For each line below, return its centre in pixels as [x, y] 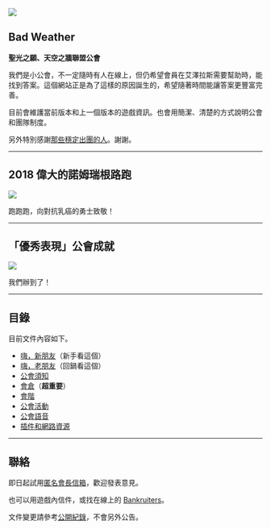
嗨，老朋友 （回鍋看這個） [63, 366]
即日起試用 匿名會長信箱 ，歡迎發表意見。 [75, 483]
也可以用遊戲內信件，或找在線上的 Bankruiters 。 [89, 500]
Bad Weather [42, 37]
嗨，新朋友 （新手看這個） [63, 356]
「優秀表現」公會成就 [61, 246]
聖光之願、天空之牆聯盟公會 [54, 57]
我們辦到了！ [29, 282]
